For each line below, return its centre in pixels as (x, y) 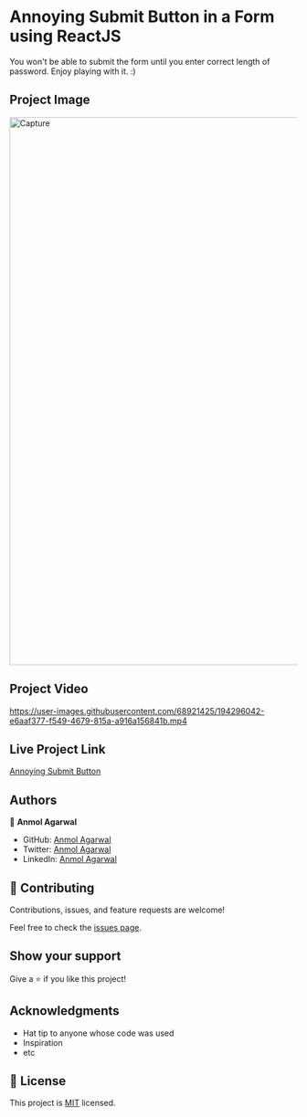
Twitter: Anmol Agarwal (67, 849)
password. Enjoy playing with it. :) (73, 71)
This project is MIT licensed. (63, 1103)
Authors (33, 800)
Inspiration (42, 1042)
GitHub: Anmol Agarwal (67, 840)
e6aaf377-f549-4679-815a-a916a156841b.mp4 (98, 721)
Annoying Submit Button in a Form (142, 17)
